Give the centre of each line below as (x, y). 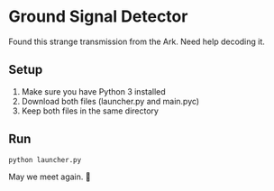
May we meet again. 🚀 (50, 177)
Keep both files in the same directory (90, 111)
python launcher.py (45, 159)
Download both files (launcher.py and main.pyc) (110, 101)
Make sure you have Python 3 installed (93, 91)
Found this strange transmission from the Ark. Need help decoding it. (137, 41)
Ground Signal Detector (98, 17)
